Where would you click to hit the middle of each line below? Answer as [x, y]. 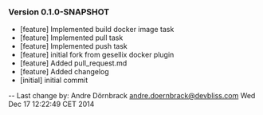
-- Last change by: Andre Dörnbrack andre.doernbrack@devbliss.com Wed [132, 96]
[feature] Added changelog [64, 72]
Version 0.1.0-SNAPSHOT [59, 12]
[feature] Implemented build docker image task [97, 30]
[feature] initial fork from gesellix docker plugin [97, 55]
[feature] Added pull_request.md [73, 63]
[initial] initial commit [54, 80]
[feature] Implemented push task [73, 46]
